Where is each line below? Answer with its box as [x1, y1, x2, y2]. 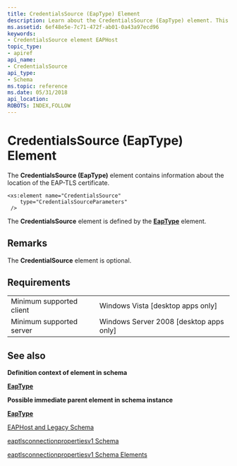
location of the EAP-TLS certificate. [7, 178, 110, 187]
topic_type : [7, 43, 42, 50]
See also [7, 349, 46, 362]
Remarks [7, 237, 48, 249]
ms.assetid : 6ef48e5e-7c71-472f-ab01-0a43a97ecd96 [7, 23, 159, 30]
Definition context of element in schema [7, 369, 128, 377]
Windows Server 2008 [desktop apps [99, 317, 224, 327]
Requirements [7, 277, 71, 289]
